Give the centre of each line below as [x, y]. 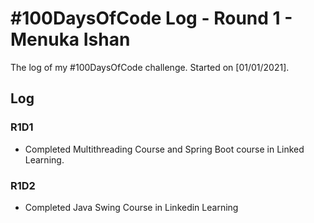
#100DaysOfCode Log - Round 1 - [151, 18]
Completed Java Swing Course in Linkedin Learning [131, 207]
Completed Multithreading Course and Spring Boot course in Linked [164, 149]
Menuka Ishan [70, 39]
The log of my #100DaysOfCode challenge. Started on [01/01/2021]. [150, 67]
